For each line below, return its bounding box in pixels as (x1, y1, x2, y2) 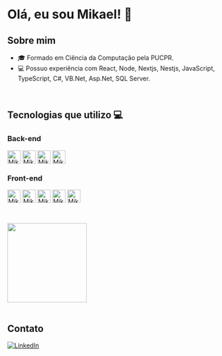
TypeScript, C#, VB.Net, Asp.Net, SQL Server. (17, 74, 150, 82)
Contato (7, 322, 44, 334)
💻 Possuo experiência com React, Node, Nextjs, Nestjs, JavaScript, (17, 64, 215, 73)
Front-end (7, 173, 43, 183)
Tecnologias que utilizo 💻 (7, 109, 123, 121)
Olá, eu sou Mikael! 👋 (7, 6, 132, 23)
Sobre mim (7, 35, 56, 47)
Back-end (7, 134, 42, 144)
